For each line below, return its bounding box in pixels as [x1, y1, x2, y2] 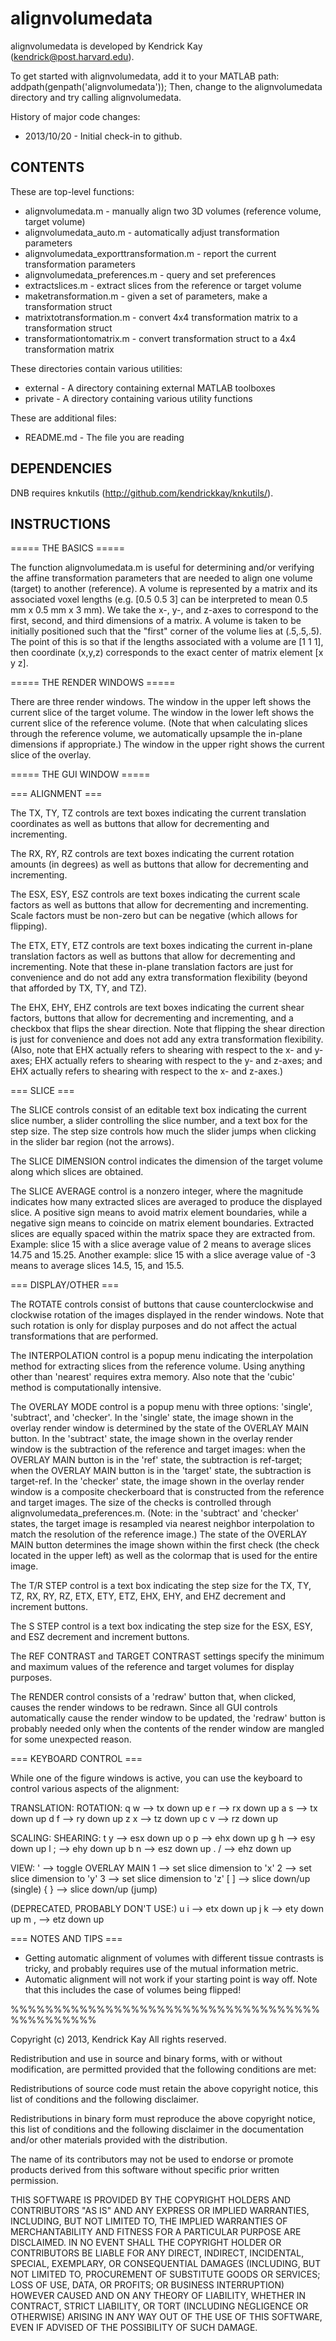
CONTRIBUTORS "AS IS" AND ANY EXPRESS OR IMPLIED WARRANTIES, [10, 2205, 310, 2217]
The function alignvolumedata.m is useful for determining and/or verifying [10, 562, 315, 574]
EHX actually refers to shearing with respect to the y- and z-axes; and [34, 1055, 323, 1067]
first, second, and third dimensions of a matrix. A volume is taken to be [10, 615, 302, 627]
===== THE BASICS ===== [10, 542, 126, 554]
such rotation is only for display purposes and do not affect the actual [10, 1320, 297, 1332]
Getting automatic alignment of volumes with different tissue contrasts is [24, 1952, 325, 1964]
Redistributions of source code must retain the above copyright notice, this [10, 2083, 319, 2095]
